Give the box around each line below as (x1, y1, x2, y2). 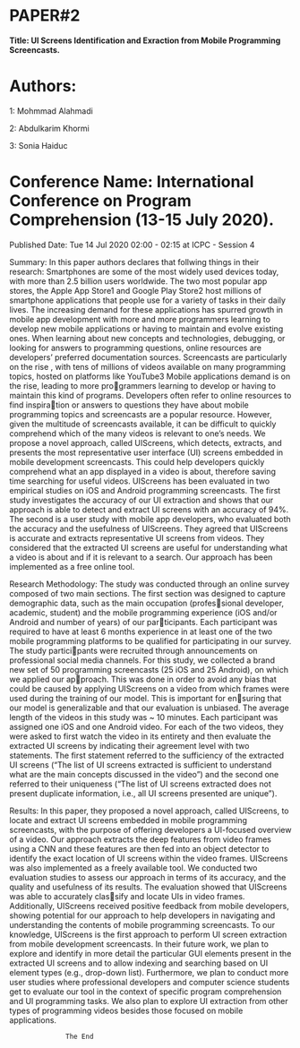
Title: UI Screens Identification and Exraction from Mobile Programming (9, 35, 281, 46)
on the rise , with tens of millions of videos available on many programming (9, 361, 287, 372)
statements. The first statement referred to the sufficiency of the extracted (9, 750, 285, 760)
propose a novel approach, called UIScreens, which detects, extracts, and (9, 437, 282, 448)
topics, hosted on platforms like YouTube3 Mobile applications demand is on (9, 371, 291, 382)
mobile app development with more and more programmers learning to (9, 314, 271, 324)
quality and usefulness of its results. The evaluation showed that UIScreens (9, 881, 287, 892)
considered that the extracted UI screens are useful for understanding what (9, 542, 288, 553)
